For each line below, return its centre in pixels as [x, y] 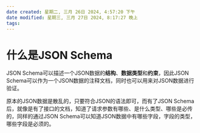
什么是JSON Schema [59, 55]
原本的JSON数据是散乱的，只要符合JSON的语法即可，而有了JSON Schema [100, 101]
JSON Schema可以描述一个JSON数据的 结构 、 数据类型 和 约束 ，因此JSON [98, 73]
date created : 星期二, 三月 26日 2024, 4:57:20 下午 [71, 12]
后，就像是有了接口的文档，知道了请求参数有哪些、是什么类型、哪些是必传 [99, 109]
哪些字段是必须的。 [30, 124]
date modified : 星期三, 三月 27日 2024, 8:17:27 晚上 [72, 18]
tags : [13, 23]
